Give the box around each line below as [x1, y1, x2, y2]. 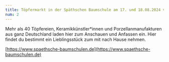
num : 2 [5, 12, 19, 17]
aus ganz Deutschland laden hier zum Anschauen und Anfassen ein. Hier [5, 31, 157, 37]
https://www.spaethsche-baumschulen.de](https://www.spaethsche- [7, 46, 151, 52]
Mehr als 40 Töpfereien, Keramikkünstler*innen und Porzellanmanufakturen [5, 25, 162, 31]
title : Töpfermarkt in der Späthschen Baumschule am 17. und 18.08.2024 [5, 7, 161, 12]
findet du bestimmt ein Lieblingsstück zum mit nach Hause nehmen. [5, 36, 146, 42]
